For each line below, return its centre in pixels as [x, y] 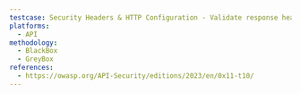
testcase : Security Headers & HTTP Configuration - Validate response [144, 17]
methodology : [34, 43]
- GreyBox [35, 59]
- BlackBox [38, 51]
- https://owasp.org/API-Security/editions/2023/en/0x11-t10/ [136, 76]
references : [31, 68]
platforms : [30, 26]
